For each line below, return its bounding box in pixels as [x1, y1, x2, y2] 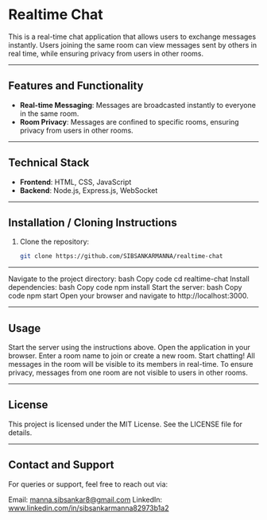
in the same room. [19, 109, 79, 118]
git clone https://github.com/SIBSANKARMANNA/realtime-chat [19, 252, 223, 260]
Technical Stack [8, 156, 90, 170]
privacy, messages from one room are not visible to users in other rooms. [8, 368, 248, 378]
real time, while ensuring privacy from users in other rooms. [8, 48, 204, 58]
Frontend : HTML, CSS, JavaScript [19, 177, 132, 187]
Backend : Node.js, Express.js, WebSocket [19, 185, 158, 195]
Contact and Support [8, 458, 114, 472]
